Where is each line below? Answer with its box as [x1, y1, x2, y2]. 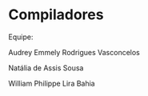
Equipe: [8, 32, 34, 42]
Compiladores [8, 6, 104, 24]
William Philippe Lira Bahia [8, 78, 95, 88]
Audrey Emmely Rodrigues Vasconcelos [8, 47, 140, 57]
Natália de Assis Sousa [8, 62, 84, 73]
